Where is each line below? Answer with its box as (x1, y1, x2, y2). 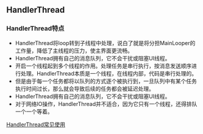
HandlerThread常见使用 (6, 121, 66, 128)
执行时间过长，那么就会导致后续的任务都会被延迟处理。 (15, 85, 154, 92)
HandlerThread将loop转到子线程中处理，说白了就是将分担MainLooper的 (15, 39, 196, 46)
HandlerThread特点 (6, 24, 65, 33)
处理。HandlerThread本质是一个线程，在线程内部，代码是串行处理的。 (20, 69, 198, 77)
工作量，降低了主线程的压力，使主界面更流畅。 (15, 47, 133, 54)
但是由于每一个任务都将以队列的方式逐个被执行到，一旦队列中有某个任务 (15, 77, 197, 85)
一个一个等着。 (15, 108, 53, 115)
